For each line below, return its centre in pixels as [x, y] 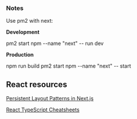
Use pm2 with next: [30, 21]
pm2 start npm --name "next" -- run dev [55, 43]
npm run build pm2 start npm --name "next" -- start [68, 66]
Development [23, 32]
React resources [37, 84]
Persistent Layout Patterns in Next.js [50, 99]
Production [20, 55]
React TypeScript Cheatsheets [43, 110]
